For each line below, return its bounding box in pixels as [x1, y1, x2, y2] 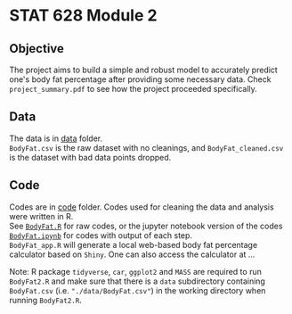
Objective [9, 41, 65, 56]
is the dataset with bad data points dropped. [9, 152, 172, 162]
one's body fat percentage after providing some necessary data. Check [9, 74, 272, 85]
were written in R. [9, 211, 74, 221]
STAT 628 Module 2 [9, 5, 158, 26]
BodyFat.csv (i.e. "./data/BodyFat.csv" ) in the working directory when [9, 285, 266, 295]
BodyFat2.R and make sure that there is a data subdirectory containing [9, 276, 265, 286]
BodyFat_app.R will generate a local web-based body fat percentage [9, 239, 258, 250]
